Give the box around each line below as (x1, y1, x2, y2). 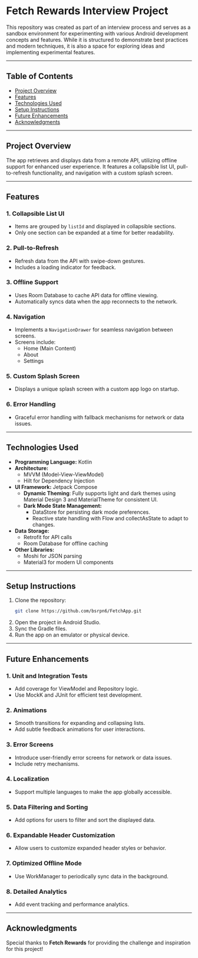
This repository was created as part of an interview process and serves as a (6, 24, 191, 31)
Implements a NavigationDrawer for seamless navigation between (14, 326, 173, 333)
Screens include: (14, 339, 56, 346)
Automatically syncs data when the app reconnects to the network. (14, 298, 178, 305)
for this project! (6, 945, 44, 952)
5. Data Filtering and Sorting (6, 803, 88, 811)
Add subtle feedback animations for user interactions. (14, 726, 146, 733)
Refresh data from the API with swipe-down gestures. (14, 257, 146, 264)
